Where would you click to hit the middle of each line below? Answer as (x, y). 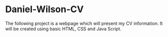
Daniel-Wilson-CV (45, 9)
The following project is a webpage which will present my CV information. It (84, 23)
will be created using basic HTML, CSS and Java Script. (63, 28)
